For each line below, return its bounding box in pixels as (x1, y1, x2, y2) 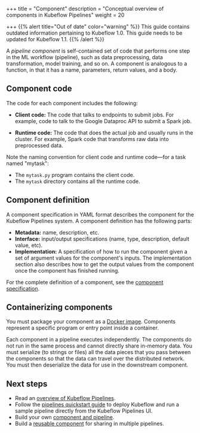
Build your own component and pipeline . (14, 414, 115, 421)
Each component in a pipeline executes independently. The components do (6, 336, 192, 343)
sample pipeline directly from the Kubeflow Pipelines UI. (14, 407, 153, 414)
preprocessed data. (14, 142, 64, 149)
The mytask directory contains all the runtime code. (14, 178, 140, 185)
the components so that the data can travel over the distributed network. (6, 355, 185, 362)
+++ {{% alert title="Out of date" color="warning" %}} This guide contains (6, 23, 190, 30)
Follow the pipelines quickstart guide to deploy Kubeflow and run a (14, 401, 179, 408)
